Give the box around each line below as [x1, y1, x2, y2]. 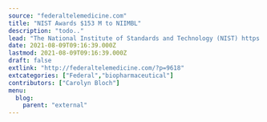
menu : [8, 86, 26, 95]
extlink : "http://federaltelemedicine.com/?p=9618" [8, 64, 184, 72]
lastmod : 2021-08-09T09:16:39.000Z [8, 49, 127, 57]
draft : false [8, 57, 52, 65]
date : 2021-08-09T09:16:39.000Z [8, 42, 116, 50]
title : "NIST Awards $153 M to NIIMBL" [8, 19, 142, 27]
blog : [15, 94, 34, 102]
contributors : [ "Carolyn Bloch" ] [8, 79, 120, 87]
